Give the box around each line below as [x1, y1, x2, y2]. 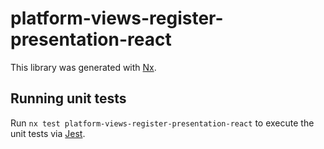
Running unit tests [10, 90, 127, 107]
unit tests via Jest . [10, 127, 86, 139]
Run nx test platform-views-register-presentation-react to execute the [10, 117, 315, 129]
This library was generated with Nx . [10, 61, 157, 73]
